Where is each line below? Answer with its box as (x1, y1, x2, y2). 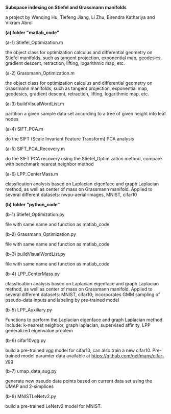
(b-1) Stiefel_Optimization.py (5, 211, 65, 217)
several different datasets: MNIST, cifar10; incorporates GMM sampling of (5, 291, 160, 298)
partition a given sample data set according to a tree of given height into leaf (5, 111, 166, 116)
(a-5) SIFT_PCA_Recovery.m (5, 145, 65, 152)
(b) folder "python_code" (5, 202, 60, 207)
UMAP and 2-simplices (5, 383, 54, 389)
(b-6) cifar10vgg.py (5, 337, 46, 344)
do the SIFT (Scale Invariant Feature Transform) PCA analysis (5, 136, 134, 142)
